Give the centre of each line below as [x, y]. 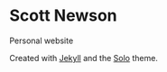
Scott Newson [63, 16]
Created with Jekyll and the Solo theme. [83, 58]
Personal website [42, 40]
